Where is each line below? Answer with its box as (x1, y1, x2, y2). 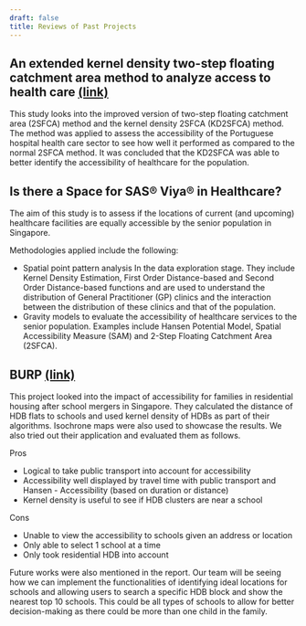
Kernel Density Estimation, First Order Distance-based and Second (22, 272, 274, 283)
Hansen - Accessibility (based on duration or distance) (22, 484, 229, 495)
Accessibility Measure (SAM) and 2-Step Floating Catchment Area (22, 331, 272, 342)
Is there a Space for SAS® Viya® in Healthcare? (9, 184, 282, 199)
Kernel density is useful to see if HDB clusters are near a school (22, 494, 263, 505)
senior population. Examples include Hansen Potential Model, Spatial (22, 321, 281, 332)
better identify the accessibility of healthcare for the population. (9, 157, 249, 168)
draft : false (9, 13, 59, 23)
